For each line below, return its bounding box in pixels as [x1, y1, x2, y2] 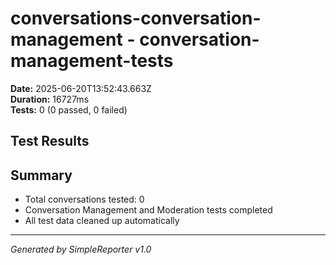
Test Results [10, 133, 90, 150]
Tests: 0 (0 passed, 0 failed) [10, 103, 128, 116]
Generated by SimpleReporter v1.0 [10, 243, 152, 256]
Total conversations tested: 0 [24, 193, 145, 206]
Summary [10, 167, 73, 184]
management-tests [10, 50, 174, 72]
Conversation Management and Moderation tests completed [24, 204, 273, 216]
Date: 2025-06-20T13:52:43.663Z [10, 82, 152, 94]
